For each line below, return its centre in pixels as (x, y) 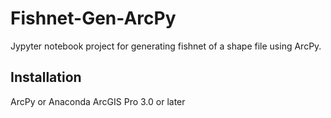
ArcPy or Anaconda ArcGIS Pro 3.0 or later (98, 101)
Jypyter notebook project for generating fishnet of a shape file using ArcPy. (166, 46)
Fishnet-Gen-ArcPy (93, 18)
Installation (46, 77)
